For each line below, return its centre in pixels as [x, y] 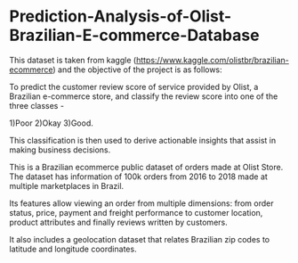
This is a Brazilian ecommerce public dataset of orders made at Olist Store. [146, 167]
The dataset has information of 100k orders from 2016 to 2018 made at [139, 177]
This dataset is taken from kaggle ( [73, 60]
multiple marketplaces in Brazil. [67, 185]
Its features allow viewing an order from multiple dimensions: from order [141, 203]
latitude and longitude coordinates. [73, 249]
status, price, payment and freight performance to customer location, [136, 212]
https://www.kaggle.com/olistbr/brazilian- [213, 60]
